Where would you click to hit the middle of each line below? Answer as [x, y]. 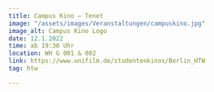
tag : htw [23, 69]
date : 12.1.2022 [36, 38]
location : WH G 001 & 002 [52, 53]
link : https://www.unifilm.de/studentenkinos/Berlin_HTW [107, 61]
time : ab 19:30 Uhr [41, 46]
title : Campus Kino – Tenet [56, 16]
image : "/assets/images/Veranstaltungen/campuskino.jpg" [107, 23]
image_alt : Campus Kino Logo [58, 31]
